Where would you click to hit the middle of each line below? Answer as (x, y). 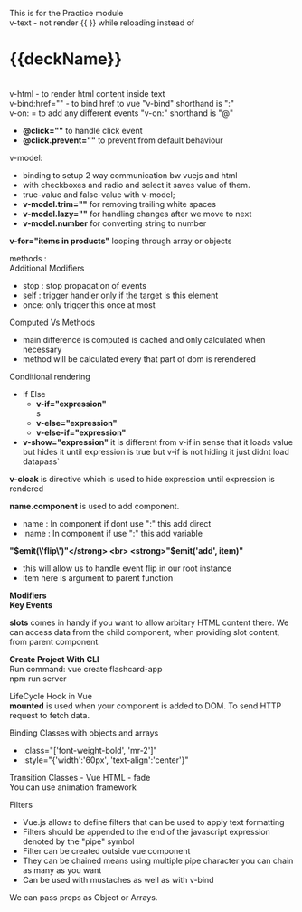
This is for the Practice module (66, 13)
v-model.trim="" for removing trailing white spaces (119, 204)
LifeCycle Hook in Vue (51, 696)
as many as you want (62, 870)
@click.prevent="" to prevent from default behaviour (123, 140)
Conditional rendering (50, 376)
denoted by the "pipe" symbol (78, 841)
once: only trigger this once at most (89, 304)
